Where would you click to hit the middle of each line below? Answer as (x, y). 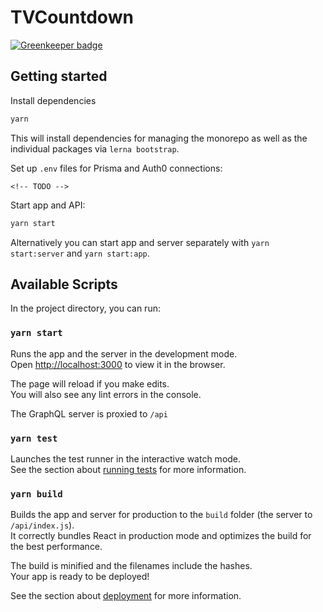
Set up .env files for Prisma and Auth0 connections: (116, 168)
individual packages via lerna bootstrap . (95, 148)
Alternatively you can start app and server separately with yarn (140, 242)
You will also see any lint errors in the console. (106, 394)
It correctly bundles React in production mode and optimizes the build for (161, 536)
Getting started (59, 76)
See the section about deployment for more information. (126, 596)
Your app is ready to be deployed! (80, 577)
